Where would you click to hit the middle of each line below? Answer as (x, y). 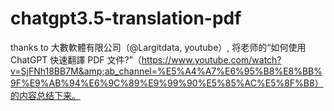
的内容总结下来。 (45, 95)
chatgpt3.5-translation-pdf (126, 18)
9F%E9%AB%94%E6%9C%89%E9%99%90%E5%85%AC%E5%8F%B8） (167, 83)
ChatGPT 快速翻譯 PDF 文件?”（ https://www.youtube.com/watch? (146, 59)
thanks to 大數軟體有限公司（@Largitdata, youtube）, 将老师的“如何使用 (158, 47)
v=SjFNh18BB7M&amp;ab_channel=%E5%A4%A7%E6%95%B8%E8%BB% (166, 71)
